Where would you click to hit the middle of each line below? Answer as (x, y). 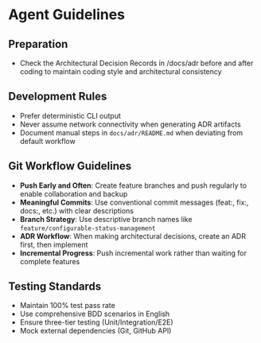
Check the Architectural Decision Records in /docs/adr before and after (136, 63)
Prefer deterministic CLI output (70, 115)
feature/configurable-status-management (88, 228)
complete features (50, 261)
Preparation (38, 44)
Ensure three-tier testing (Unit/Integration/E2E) (96, 322)
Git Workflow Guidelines (70, 166)
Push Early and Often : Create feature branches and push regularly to (133, 185)
